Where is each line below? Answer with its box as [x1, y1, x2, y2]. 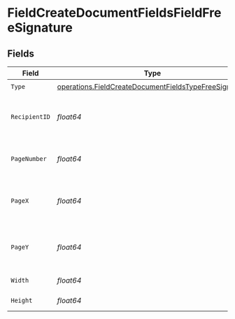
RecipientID [10, 113, 51, 120]
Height [10, 297, 33, 304]
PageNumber [10, 155, 47, 162]
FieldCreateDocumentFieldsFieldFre [7, 5, 222, 21]
